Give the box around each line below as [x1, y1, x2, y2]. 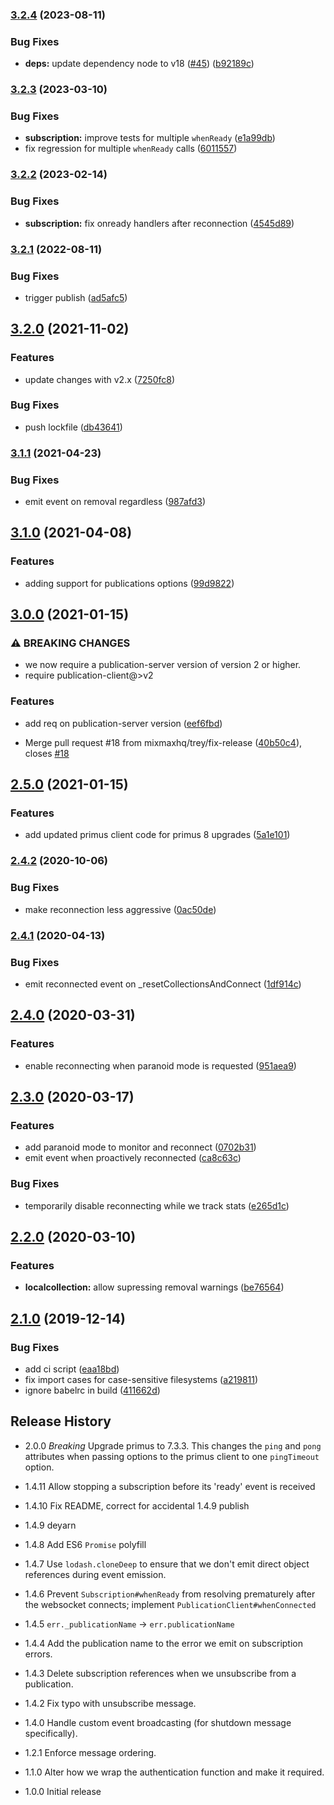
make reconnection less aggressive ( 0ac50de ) [24, 903, 217, 915]
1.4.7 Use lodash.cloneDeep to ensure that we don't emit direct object [24, 1558, 310, 1570]
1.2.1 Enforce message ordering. [24, 1746, 157, 1758]
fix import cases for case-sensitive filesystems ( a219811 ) [24, 1373, 259, 1385]
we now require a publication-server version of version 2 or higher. [24, 659, 302, 671]
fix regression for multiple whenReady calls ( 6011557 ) [24, 143, 238, 155]
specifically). [24, 1727, 78, 1739]
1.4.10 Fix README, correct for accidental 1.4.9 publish [24, 1499, 250, 1512]
